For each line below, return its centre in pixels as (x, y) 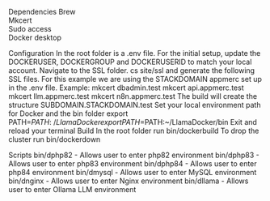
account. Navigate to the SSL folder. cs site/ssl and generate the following (132, 71)
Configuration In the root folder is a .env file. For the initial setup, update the (135, 53)
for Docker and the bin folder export (68, 113)
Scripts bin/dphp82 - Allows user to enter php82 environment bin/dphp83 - (134, 155)
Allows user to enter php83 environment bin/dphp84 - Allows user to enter (133, 164)
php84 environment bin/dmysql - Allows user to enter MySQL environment (133, 172)
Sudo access (30, 29)
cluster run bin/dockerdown (55, 139)
